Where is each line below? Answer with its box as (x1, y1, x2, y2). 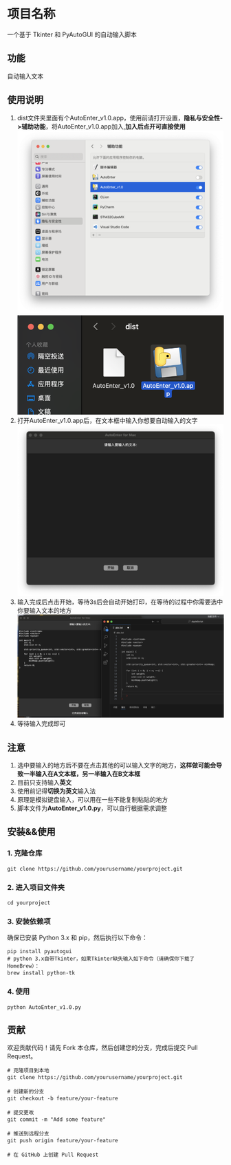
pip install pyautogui (7, 948, 72, 955)
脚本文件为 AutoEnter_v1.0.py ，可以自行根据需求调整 (16, 804, 167, 812)
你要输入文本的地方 (16, 607, 72, 615)
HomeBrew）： (7, 963, 40, 970)
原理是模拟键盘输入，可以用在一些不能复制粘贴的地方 (16, 795, 168, 803)
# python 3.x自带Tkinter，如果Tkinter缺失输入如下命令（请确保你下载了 (7, 955, 195, 963)
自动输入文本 (7, 72, 43, 80)
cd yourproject (7, 899, 51, 906)
